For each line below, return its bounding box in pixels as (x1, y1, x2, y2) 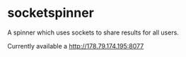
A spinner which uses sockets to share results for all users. (7, 28, 179, 37)
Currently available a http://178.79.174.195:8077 (7, 42, 144, 50)
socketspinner (7, 5, 94, 21)
